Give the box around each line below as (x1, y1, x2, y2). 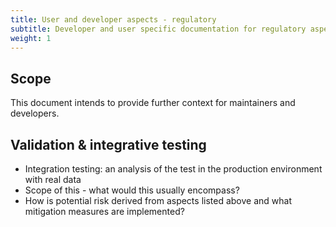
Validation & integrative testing (10, 136, 207, 153)
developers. (10, 107, 60, 120)
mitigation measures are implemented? (24, 206, 185, 217)
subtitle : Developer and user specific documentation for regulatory (10, 24, 307, 34)
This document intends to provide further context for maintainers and (10, 97, 296, 109)
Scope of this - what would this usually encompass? (24, 184, 240, 196)
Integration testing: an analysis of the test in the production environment (24, 163, 323, 175)
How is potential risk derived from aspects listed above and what (24, 195, 292, 206)
